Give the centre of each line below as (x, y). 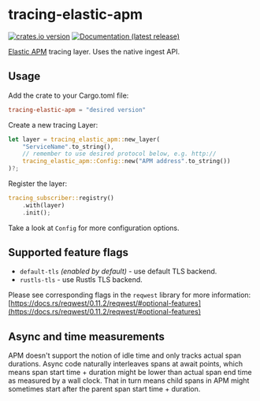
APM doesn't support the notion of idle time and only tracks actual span (125, 355)
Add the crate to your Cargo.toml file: (69, 95)
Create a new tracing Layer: (53, 124)
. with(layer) (44, 205)
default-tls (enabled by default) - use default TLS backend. (118, 271)
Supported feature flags (68, 252)
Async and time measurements (87, 336)
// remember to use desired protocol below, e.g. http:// (119, 154)
